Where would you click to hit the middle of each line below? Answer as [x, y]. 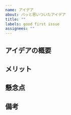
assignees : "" [20, 29]
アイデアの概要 [28, 50]
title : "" [16, 19]
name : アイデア [19, 10]
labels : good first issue [32, 24]
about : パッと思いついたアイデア [36, 15]
